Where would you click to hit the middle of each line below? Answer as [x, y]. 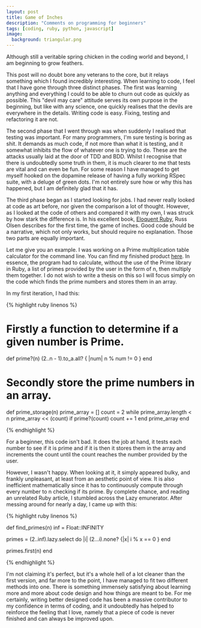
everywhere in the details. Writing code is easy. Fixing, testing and [88, 113]
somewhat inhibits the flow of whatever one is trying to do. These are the [97, 150]
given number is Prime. [65, 342]
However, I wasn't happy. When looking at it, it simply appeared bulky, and [98, 472]
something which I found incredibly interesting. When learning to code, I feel [100, 81]
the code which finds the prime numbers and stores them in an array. [91, 282]
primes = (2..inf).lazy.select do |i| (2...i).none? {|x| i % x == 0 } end [88, 539]
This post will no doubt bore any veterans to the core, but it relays [88, 75]
